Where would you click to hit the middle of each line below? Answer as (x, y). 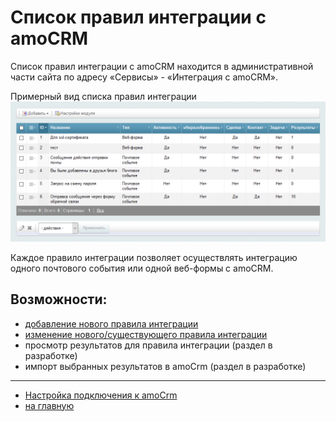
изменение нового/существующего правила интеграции (146, 334)
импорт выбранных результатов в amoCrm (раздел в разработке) (165, 366)
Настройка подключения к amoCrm (101, 395)
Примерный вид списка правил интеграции (103, 96)
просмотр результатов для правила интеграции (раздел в (148, 345)
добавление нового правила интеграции (111, 323)
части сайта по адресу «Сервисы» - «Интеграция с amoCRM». (144, 77)
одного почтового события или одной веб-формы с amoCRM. (142, 268)
